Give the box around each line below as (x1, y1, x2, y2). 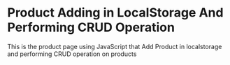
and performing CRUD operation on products (7, 50, 137, 58)
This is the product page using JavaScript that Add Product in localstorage (7, 42, 222, 50)
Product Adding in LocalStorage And (7, 5, 224, 21)
